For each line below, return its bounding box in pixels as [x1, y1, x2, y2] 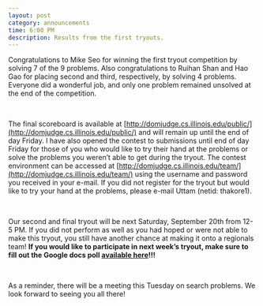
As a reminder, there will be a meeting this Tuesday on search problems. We [8, 281, 256, 290]
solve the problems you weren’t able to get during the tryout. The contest [8, 153, 246, 162]
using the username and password [134, 170, 248, 179]
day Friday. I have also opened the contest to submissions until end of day [8, 136, 250, 146]
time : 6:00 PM [8, 26, 55, 34]
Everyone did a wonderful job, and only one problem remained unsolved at [8, 80, 251, 90]
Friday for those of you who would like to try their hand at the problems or [8, 144, 249, 154]
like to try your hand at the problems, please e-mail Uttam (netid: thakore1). [8, 186, 253, 196]
